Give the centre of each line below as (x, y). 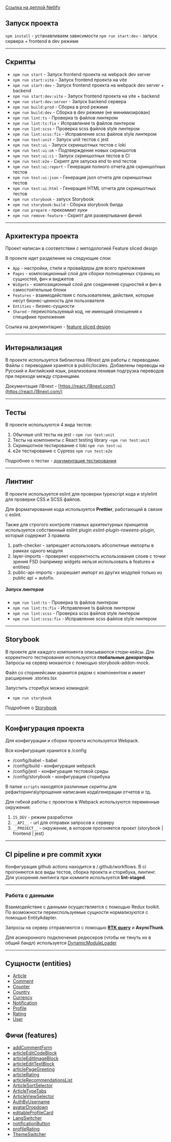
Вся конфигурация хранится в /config (46, 750)
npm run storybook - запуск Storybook (53, 199)
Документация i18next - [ (33, 386)
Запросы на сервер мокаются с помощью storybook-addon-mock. (78, 663)
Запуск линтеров (25, 590)
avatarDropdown (30, 1107)
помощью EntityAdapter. (31, 917)
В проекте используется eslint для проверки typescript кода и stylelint (81, 494)
